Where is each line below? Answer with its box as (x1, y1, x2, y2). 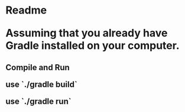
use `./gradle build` (5, 79, 77, 89)
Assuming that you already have (5, 27, 168, 40)
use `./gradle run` (5, 96, 72, 106)
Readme (5, 4, 47, 17)
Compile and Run (5, 62, 70, 73)
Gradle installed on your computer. (5, 39, 180, 52)
